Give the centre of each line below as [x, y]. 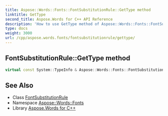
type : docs [16, 29]
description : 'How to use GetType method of [52, 24]
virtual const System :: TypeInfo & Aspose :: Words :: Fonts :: [67, 70]
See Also [19, 85]
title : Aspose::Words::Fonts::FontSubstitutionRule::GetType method [78, 10]
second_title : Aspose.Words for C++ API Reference [59, 19]
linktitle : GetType [25, 15]
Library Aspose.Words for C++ [44, 108]
